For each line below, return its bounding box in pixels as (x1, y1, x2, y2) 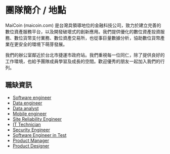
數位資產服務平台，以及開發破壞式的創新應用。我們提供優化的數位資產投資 (5, 28, 160, 34)
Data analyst (12, 105, 39, 111)
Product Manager (12, 137, 50, 143)
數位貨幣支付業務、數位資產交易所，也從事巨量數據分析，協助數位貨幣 (14, 35, 160, 41)
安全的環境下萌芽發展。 (18, 41, 67, 47)
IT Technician (12, 121, 41, 127)
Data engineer (12, 99, 42, 106)
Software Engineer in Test (12, 132, 67, 138)
